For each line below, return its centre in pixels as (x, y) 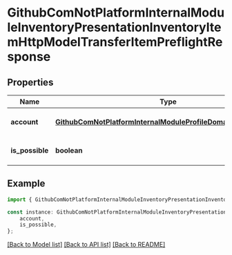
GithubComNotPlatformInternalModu (116, 13)
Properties (30, 82)
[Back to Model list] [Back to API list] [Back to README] (86, 245)
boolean (69, 150)
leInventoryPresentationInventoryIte (114, 27)
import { (20, 199)
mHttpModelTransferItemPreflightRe (115, 42)
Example (26, 183)
